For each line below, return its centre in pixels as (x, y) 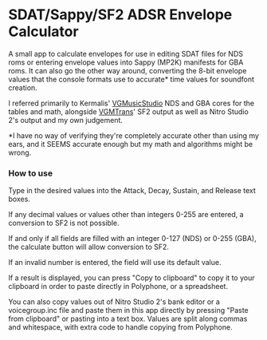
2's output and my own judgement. (66, 120)
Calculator (43, 32)
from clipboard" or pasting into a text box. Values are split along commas (128, 319)
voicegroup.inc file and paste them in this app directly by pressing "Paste (128, 310)
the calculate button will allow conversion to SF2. (89, 247)
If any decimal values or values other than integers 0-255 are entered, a (126, 215)
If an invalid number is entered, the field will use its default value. (115, 263)
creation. (23, 87)
